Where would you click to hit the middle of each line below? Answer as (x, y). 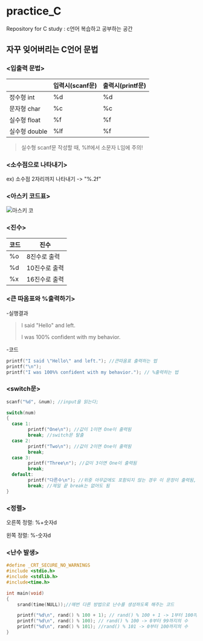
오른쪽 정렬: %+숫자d (32, 522)
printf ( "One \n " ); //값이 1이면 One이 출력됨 (80, 430)
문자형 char (25, 108)
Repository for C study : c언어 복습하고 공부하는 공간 (69, 28)
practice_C (34, 11)
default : (23, 475)
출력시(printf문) (124, 85)
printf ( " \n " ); (24, 367)
